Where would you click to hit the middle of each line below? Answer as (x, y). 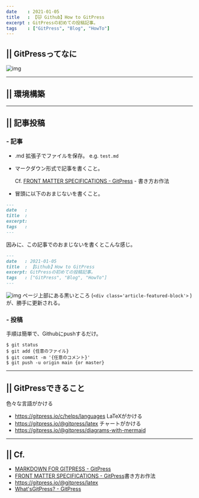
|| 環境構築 (26, 94)
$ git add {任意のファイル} (38, 351)
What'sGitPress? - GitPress (48, 488)
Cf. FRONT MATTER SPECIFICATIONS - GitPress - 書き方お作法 (92, 181)
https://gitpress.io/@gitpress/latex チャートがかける (78, 424)
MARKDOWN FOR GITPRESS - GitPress (63, 469)
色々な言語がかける (30, 404)
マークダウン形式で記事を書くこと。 (59, 168)
